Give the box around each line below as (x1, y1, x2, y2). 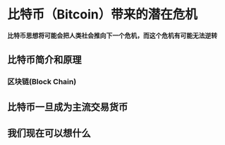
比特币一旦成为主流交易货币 (7, 100, 128, 113)
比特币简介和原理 (7, 54, 82, 66)
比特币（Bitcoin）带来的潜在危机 (7, 6, 197, 23)
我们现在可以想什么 (7, 127, 91, 139)
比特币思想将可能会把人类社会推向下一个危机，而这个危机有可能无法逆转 (7, 31, 217, 40)
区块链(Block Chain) (7, 77, 77, 87)
